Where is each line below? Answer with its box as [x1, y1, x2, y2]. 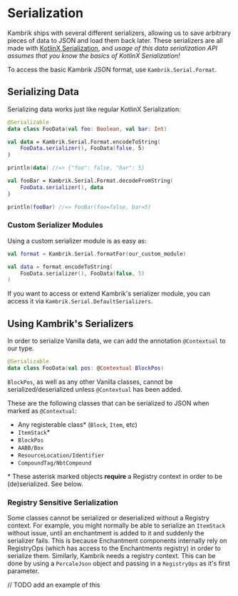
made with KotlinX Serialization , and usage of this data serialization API [7, 44, 218, 52]
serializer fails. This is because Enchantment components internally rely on [7, 537, 227, 545]
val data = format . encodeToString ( [7, 263, 113, 271]
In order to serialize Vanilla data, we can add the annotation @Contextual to [7, 337, 226, 345]
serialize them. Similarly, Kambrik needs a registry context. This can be [7, 552, 216, 560]
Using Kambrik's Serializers [7, 318, 134, 330]
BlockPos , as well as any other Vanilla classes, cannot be [7, 377, 173, 386]
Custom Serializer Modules [7, 220, 103, 230]
